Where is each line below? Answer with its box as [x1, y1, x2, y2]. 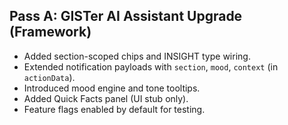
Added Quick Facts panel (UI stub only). [23, 92, 189, 104]
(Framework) [9, 24, 92, 41]
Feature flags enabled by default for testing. [23, 103, 206, 115]
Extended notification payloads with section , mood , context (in [23, 60, 279, 73]
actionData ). [23, 71, 76, 83]
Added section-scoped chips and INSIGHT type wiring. [23, 50, 251, 62]
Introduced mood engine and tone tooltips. [23, 82, 201, 94]
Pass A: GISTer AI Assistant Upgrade [9, 8, 243, 25]
